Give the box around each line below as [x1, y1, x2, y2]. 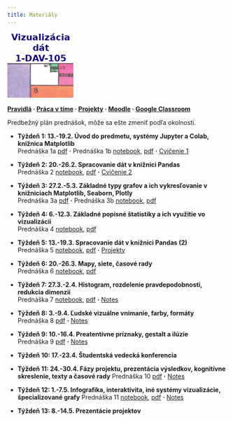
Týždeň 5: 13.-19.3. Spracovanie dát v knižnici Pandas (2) [17, 238, 188, 247]
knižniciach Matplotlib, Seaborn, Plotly [17, 189, 133, 197]
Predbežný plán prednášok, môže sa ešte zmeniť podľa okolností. [7, 118, 196, 126]
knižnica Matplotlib [17, 139, 75, 147]
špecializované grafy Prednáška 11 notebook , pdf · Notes [17, 393, 184, 401]
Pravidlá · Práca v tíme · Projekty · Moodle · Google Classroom [7, 104, 191, 113]
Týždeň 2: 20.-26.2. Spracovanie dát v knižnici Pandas [17, 160, 181, 168]
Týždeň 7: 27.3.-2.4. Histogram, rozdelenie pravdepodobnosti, [17, 280, 203, 289]
